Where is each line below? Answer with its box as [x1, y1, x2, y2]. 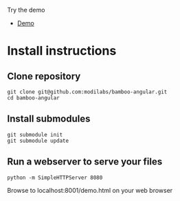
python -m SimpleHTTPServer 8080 [7, 174, 103, 181]
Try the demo [7, 6, 45, 14]
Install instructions [7, 43, 117, 59]
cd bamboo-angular [7, 95, 60, 102]
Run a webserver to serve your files [7, 156, 163, 167]
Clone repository [7, 70, 81, 82]
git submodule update [7, 137, 69, 144]
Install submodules [7, 113, 91, 125]
